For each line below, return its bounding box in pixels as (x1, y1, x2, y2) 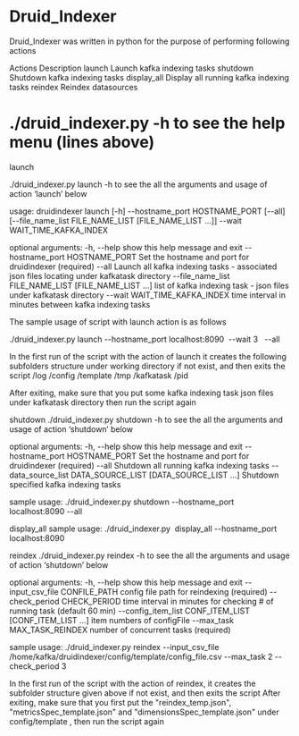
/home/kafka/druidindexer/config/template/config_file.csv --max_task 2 (9, 651, 273, 662)
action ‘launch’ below (9, 188, 87, 199)
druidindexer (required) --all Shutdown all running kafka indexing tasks (9, 460, 270, 470)
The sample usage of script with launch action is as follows (9, 316, 227, 327)
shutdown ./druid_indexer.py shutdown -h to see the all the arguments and (9, 414, 284, 425)
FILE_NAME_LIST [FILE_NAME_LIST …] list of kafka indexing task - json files (9, 280, 290, 291)
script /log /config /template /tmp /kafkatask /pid (9, 369, 189, 381)
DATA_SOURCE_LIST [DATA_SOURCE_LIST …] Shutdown (71, 470, 279, 480)
